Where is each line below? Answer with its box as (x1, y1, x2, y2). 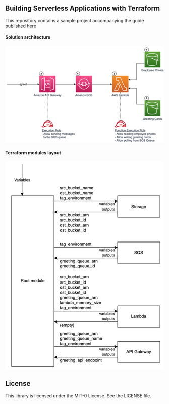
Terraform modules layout (5, 150, 62, 156)
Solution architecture (5, 34, 51, 41)
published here (5, 23, 37, 29)
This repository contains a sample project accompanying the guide (5, 17, 144, 23)
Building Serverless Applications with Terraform (5, 4, 160, 13)
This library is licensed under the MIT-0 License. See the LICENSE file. (5, 392, 151, 399)
